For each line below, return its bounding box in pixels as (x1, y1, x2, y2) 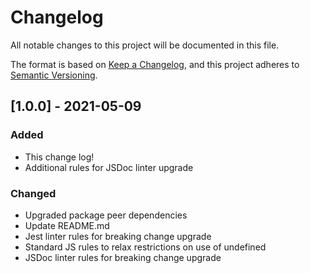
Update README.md (24, 219, 110, 231)
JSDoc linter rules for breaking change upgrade (24, 251, 222, 263)
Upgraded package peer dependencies (24, 209, 188, 221)
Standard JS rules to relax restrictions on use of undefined (24, 241, 267, 253)
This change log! (24, 151, 95, 163)
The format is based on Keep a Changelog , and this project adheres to (10, 58, 300, 70)
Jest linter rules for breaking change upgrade (24, 230, 212, 242)
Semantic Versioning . (10, 69, 98, 81)
